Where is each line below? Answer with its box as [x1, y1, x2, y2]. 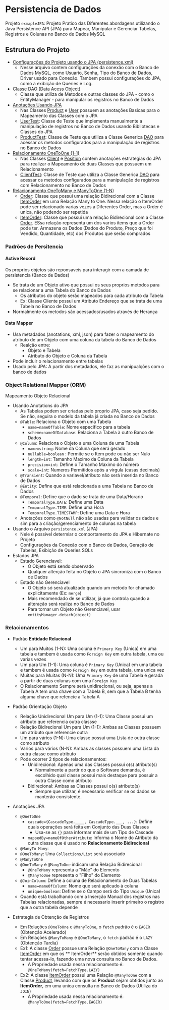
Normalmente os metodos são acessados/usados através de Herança [12, 309, 158, 315]
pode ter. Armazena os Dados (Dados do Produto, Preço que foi [20, 225, 153, 231]
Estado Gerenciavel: [20, 558, 62, 564]
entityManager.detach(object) [27, 613, 91, 618]
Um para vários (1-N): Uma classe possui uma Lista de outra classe [20, 735, 160, 741]
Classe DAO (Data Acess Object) [12, 86, 81, 92]
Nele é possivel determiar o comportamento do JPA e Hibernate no [20, 531, 160, 538]
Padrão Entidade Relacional [12, 635, 72, 641]
